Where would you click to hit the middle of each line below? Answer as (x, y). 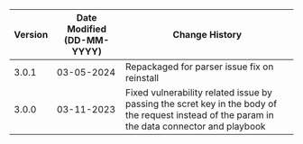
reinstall (142, 78)
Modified (87, 29)
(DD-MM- (87, 40)
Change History (207, 35)
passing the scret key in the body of (201, 104)
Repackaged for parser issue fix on (199, 67)
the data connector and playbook (195, 126)
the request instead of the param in (199, 115)
